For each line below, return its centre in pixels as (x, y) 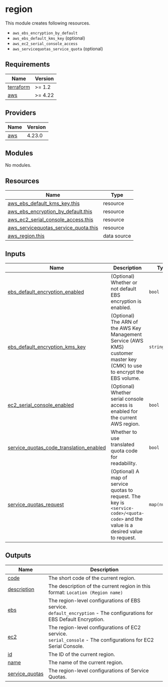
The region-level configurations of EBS (94, 600)
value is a (122, 525)
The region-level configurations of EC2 (94, 627)
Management (126, 334)
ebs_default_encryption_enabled (46, 292)
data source (117, 236)
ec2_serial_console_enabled (41, 405)
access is (122, 405)
